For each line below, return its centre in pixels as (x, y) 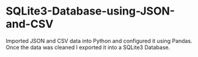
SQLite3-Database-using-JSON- (90, 11)
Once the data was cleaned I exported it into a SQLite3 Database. (88, 47)
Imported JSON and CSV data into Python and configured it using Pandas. (99, 41)
